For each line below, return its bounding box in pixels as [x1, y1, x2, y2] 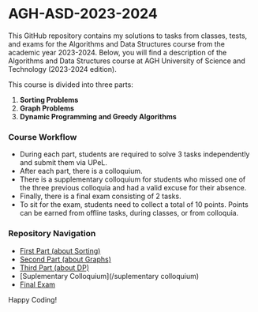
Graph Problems [19, 103, 75, 113]
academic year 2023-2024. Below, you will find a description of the [8, 47, 227, 57]
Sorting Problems [19, 95, 79, 104]
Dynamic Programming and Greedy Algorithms [19, 111, 177, 121]
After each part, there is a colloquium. [19, 167, 144, 176]
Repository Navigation [8, 228, 96, 239]
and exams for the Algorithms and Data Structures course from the [8, 39, 226, 48]
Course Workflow [8, 131, 77, 142]
